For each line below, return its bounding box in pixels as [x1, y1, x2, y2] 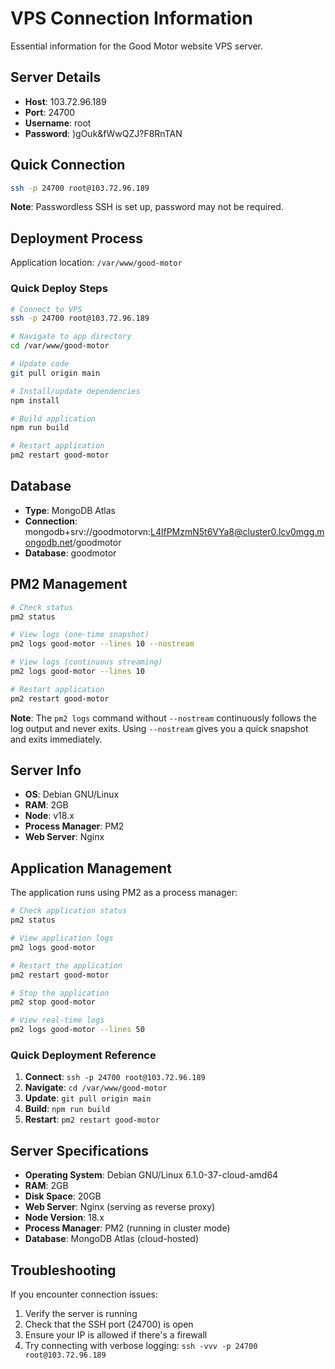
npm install [10, 395, 60, 406]
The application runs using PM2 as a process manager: [10, 887, 238, 899]
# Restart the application [10, 960, 123, 971]
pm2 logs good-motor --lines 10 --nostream [10, 639, 195, 649]
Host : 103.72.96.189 [24, 95, 107, 107]
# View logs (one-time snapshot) [10, 630, 150, 640]
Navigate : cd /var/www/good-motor [24, 1082, 168, 1094]
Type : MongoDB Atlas [24, 504, 116, 516]
